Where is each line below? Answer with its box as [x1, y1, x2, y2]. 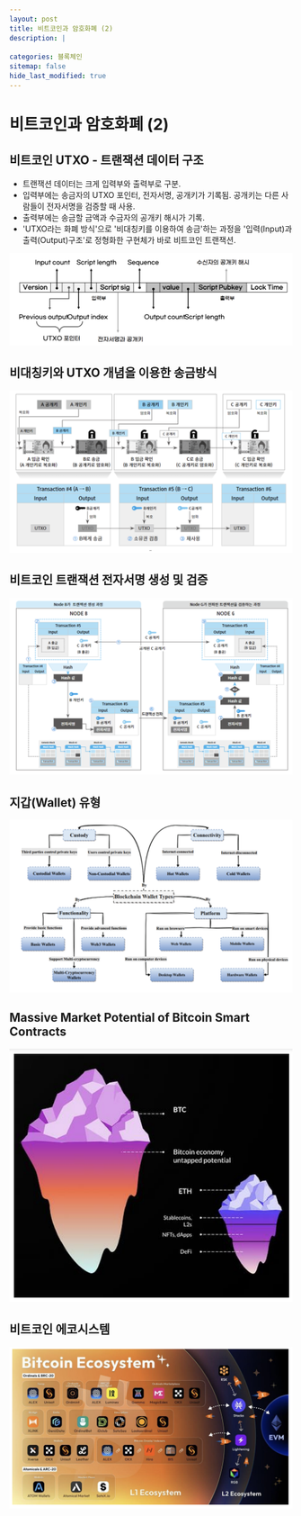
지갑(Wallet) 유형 [9, 795, 102, 810]
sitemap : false [9, 62, 66, 71]
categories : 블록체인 [9, 52, 83, 62]
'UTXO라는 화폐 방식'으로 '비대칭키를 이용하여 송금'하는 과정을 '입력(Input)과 [22, 223, 293, 234]
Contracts [9, 1024, 67, 1040]
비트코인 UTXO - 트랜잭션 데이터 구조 [9, 153, 204, 168]
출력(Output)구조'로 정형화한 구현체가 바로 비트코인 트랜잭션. [22, 234, 236, 245]
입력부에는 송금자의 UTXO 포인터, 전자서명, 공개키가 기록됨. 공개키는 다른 [22, 189, 280, 200]
